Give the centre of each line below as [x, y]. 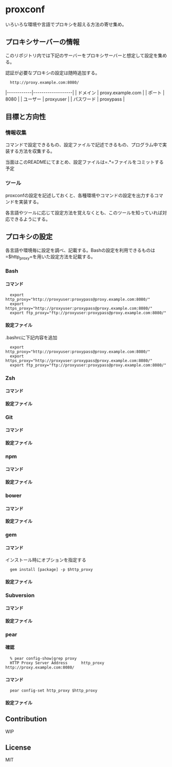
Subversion [20, 595]
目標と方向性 [26, 117]
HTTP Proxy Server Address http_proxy [57, 663]
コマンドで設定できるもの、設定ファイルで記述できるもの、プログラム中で [84, 145]
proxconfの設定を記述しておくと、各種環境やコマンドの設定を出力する [80, 195]
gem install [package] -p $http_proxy [52, 570]
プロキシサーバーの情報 [42, 42]
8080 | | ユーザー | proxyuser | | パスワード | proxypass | [65, 99]
